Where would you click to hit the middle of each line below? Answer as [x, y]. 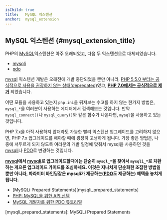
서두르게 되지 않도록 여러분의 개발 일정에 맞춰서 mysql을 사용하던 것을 [82, 144]
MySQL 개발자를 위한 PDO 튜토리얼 [47, 202]
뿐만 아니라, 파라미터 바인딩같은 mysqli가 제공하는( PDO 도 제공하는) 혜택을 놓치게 [83, 173]
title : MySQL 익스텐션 [29, 14]
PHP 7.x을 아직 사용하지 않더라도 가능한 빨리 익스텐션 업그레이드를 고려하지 [78, 132]
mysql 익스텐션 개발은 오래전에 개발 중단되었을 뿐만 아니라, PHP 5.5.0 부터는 [80, 79]
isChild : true [20, 10]
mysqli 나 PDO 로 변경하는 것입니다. [39, 150]
